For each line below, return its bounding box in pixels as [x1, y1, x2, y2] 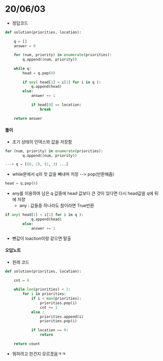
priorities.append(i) [39, 314, 84, 319]
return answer [14, 116, 42, 121]
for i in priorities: [22, 291, 67, 297]
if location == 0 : [31, 328, 69, 333]
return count [14, 341, 40, 346]
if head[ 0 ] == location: [31, 102, 82, 107]
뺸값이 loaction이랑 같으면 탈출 [12, 235, 72, 241]
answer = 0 [14, 43, 36, 48]
